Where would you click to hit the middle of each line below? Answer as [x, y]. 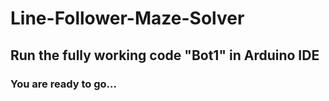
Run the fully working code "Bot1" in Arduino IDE [165, 55]
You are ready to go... [64, 84]
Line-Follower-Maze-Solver [127, 18]
